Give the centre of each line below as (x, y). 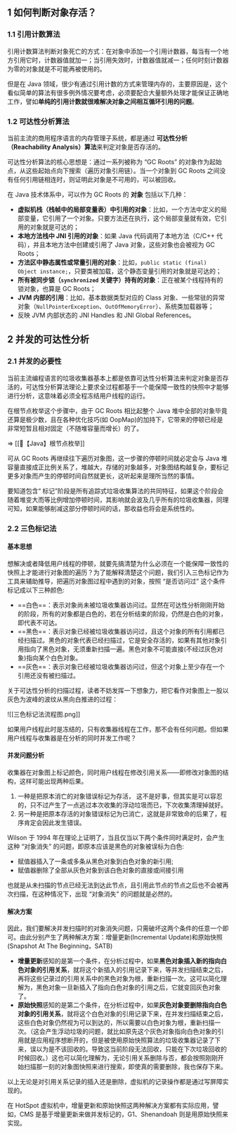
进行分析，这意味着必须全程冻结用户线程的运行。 (78, 395)
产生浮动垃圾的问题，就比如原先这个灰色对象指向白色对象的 (131, 1032)
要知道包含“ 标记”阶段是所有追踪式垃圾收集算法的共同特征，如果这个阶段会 (116, 491)
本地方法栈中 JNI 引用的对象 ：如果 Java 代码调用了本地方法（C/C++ (116, 235)
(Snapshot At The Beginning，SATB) (60, 946)
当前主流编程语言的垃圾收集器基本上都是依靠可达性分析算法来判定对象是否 (115, 378)
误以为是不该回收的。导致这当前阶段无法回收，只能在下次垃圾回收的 (128, 1049)
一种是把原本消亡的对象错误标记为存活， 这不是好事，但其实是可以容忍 (120, 796)
